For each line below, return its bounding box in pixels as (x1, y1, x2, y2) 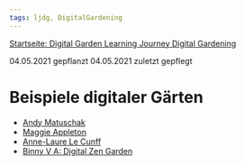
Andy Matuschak (22, 116, 86, 127)
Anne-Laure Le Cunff (22, 136, 102, 147)
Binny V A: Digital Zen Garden (22, 145, 133, 156)
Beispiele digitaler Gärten (9, 87, 204, 107)
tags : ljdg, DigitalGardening (9, 13, 123, 23)
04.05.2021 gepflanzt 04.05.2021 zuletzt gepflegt (9, 55, 193, 66)
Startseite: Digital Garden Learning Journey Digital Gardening (9, 38, 237, 49)
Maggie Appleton (22, 126, 87, 137)
